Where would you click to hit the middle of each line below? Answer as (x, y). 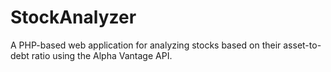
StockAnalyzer (73, 17)
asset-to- (302, 45)
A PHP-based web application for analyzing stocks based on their (146, 45)
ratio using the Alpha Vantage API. (102, 55)
